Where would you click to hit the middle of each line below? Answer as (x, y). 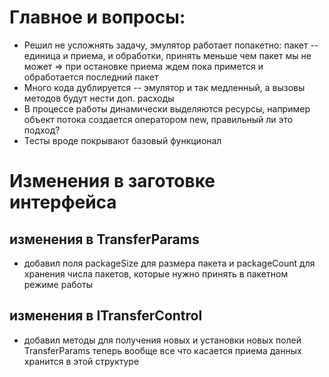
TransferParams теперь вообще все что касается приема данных (162, 350)
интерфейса (63, 202)
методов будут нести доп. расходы (99, 98)
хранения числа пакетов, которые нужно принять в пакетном (156, 273)
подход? (42, 130)
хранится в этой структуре (81, 361)
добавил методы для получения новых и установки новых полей (162, 340)
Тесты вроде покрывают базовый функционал (122, 140)
